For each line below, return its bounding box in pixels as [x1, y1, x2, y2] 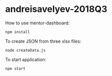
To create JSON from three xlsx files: [5, 38, 81, 44]
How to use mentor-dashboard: [5, 20, 70, 26]
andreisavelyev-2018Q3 [5, 3, 107, 15]
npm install [5, 29, 30, 34]
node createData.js [5, 48, 46, 53]
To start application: [5, 56, 46, 63]
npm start [5, 66, 26, 71]
